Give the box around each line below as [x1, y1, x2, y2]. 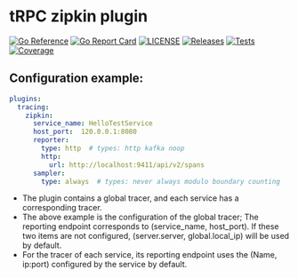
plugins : [9, 94, 42, 103]
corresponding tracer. [21, 203, 102, 213]
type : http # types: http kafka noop [41, 144, 185, 153]
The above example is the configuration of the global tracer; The [21, 211, 260, 223]
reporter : [32, 136, 69, 145]
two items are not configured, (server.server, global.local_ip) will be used [21, 231, 290, 242]
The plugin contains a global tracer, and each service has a [21, 193, 239, 203]
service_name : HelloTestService [32, 119, 153, 128]
